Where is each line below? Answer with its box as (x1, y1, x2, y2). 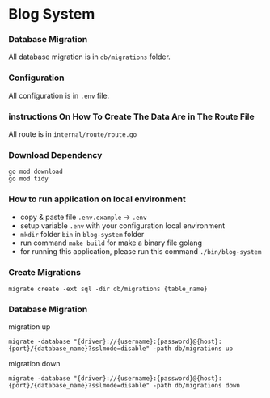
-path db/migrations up (153, 345, 233, 353)
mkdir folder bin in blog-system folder (19, 229, 145, 239)
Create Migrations (8, 266, 81, 277)
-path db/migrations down (153, 382, 241, 390)
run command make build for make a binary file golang (19, 238, 202, 248)
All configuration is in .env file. (8, 91, 110, 100)
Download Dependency (8, 150, 103, 160)
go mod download (8, 167, 63, 176)
